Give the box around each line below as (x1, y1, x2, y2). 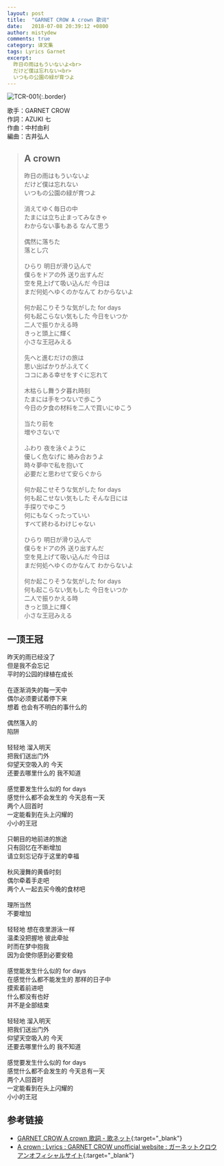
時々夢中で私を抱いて (23, 461, 84, 469)
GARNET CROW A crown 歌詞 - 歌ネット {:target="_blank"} (16, 1134, 183, 1142)
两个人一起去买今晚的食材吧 (7, 885, 86, 893)
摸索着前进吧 (7, 984, 43, 992)
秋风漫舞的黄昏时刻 (7, 868, 62, 876)
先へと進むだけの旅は (23, 353, 84, 362)
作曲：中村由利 (7, 124, 49, 132)
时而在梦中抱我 (7, 943, 49, 950)
